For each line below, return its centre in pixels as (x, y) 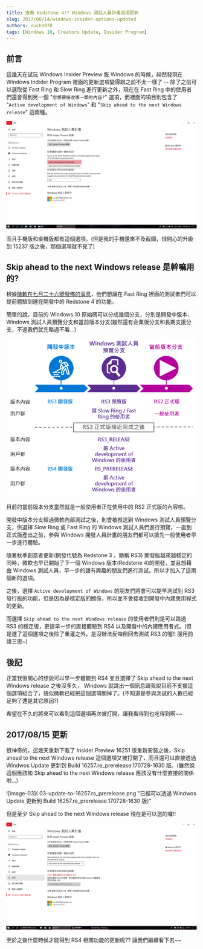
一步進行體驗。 (25, 543)
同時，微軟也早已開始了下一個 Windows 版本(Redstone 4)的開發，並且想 (96, 563)
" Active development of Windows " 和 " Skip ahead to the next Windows (94, 105)
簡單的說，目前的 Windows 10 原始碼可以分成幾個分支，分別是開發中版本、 (100, 315)
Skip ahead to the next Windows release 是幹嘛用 (100, 267)
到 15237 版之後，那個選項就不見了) (51, 246)
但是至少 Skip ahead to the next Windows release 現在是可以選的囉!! (91, 814)
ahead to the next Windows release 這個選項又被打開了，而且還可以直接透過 (101, 758)
